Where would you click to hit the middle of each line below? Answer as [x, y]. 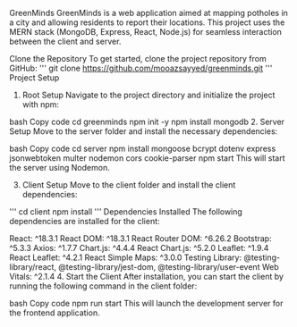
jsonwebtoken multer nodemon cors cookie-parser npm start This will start [147, 158]
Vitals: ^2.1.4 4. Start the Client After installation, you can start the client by [147, 277]
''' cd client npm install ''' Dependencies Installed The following [126, 212]
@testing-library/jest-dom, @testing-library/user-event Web [168, 267]
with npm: [41, 105]
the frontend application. [55, 313]
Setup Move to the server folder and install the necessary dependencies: [144, 131]
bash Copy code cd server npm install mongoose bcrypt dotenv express [143, 148]
